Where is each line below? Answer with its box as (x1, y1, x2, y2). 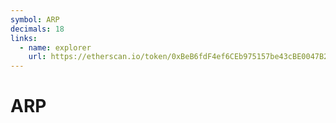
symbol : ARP (10, 14, 60, 25)
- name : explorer (19, 42, 92, 53)
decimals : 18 (10, 24, 65, 34)
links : (10, 33, 38, 43)
